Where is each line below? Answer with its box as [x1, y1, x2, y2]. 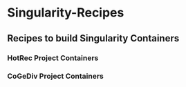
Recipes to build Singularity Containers [7, 32, 180, 44]
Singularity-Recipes [7, 5, 124, 21]
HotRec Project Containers [7, 53, 99, 63]
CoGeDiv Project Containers [7, 71, 104, 81]
